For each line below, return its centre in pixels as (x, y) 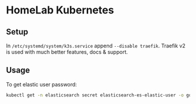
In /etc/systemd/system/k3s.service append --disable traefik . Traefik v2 (96, 46)
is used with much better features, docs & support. (67, 52)
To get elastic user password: (41, 84)
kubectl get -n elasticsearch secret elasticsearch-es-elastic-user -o (95, 95)
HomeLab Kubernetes (60, 10)
